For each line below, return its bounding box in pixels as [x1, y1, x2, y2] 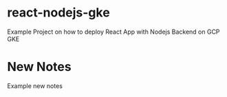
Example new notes [7, 81, 63, 90]
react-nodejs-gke [7, 5, 110, 21]
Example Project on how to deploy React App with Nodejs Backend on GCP [7, 28, 220, 36]
